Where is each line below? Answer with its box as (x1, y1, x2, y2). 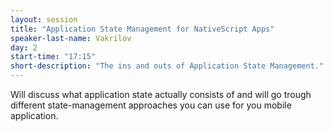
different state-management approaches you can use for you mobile (10, 99, 292, 111)
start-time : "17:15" (10, 52, 97, 62)
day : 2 (10, 42, 38, 53)
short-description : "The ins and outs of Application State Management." (10, 61, 325, 71)
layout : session (10, 14, 78, 25)
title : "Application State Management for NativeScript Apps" (10, 24, 275, 34)
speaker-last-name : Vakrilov (10, 33, 132, 43)
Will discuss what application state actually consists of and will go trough (10, 89, 312, 100)
